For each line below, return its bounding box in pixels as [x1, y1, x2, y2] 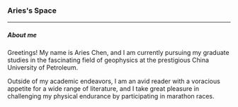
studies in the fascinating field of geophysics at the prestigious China [7, 56, 210, 65]
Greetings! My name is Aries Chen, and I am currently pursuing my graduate [7, 49, 229, 57]
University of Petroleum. [7, 63, 79, 72]
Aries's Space [7, 6, 57, 15]
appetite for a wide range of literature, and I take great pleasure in [7, 84, 200, 93]
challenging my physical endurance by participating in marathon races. [7, 92, 215, 101]
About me [7, 30, 38, 39]
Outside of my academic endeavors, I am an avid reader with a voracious [7, 77, 221, 86]
